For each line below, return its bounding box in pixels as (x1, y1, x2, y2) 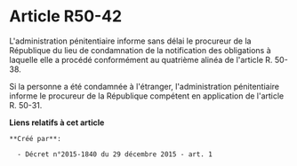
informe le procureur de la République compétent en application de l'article (9, 91, 285, 101)
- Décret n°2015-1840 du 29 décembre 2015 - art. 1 (17, 149, 213, 159)
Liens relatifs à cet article (9, 117, 105, 128)
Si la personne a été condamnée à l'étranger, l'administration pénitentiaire (9, 81, 280, 91)
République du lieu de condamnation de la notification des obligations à (9, 44, 271, 55)
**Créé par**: (9, 134, 62, 143)
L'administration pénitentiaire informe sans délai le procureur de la (9, 36, 252, 46)
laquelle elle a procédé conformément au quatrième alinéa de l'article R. (9, 54, 273, 65)
